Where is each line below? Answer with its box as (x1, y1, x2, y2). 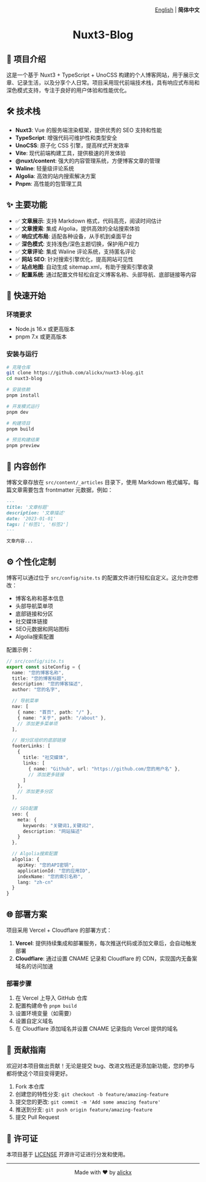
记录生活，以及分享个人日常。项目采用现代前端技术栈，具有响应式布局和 (17, 79, 200, 86)
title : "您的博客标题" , (12, 675, 67, 682)
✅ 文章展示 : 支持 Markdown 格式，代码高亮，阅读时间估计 (15, 217, 162, 224)
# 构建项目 (6, 420, 31, 426)
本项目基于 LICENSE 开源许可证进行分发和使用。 (6, 1150, 129, 1157)
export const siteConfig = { (6, 664, 81, 670)
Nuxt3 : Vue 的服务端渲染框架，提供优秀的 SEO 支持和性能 (15, 126, 162, 134)
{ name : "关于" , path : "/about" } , (17, 715, 107, 721)
